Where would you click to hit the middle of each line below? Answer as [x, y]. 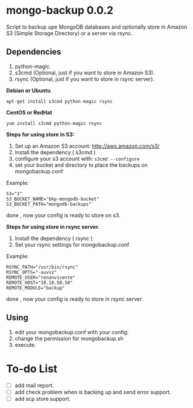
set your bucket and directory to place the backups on [81, 165]
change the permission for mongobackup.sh [69, 338]
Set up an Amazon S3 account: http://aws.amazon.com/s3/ [87, 146]
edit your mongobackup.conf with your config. [72, 332]
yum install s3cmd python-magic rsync [54, 123]
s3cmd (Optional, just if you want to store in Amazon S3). [85, 73]
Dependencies [34, 52]
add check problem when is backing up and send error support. [93, 392]
